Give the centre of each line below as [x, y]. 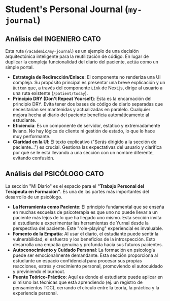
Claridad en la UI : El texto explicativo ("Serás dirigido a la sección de [84, 142]
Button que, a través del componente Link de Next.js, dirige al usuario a [88, 88]
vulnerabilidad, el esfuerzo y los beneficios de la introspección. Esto [84, 239]
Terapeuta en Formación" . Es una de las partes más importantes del [77, 191]
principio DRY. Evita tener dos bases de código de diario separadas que [88, 104]
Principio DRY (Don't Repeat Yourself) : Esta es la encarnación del [82, 98]
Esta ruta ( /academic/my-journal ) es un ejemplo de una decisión [72, 51]
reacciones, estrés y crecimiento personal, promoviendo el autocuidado [88, 266]
